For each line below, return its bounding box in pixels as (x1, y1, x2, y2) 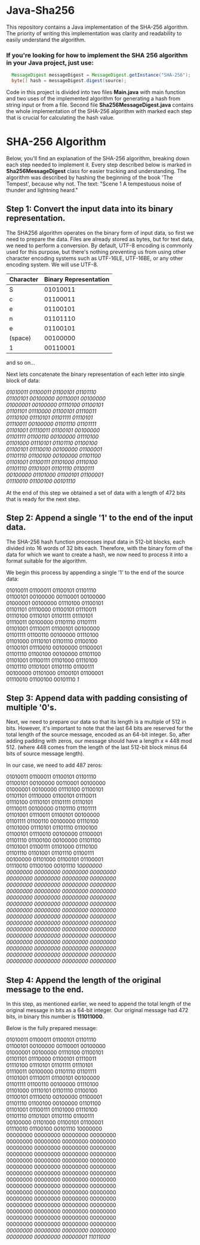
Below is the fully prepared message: (6, 1025, 97, 1032)
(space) (9, 333, 32, 342)
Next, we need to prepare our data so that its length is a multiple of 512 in (6, 718, 186, 725)
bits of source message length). (6, 750, 85, 757)
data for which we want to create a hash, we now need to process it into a (6, 551, 188, 558)
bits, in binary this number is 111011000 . (6, 1013, 104, 1021)
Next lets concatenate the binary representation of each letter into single (6, 371, 185, 378)
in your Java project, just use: (6, 58, 94, 66)
